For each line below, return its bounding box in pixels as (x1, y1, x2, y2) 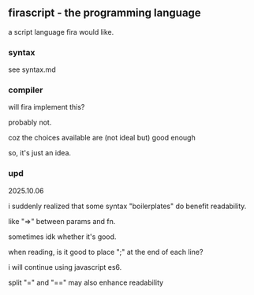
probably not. (8, 118, 52, 127)
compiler (8, 84, 43, 95)
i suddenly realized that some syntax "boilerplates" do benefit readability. (8, 201, 247, 211)
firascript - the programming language (8, 6, 201, 20)
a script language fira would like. (8, 27, 114, 36)
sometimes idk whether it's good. (8, 232, 117, 241)
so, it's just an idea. (8, 148, 72, 158)
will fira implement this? (8, 103, 85, 112)
